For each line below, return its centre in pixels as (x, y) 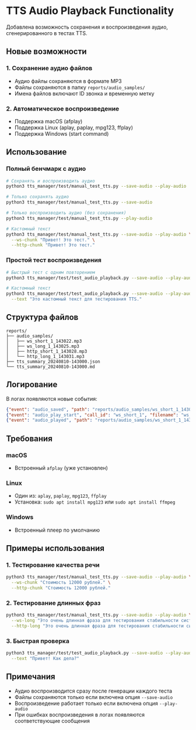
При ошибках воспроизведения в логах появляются (79, 714)
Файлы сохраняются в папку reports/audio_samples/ (80, 87)
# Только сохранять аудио (37, 197)
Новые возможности (46, 52)
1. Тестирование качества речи (53, 564)
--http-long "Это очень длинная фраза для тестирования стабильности (97, 626)
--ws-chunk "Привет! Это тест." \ (53, 240)
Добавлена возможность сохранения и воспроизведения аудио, (87, 27)
